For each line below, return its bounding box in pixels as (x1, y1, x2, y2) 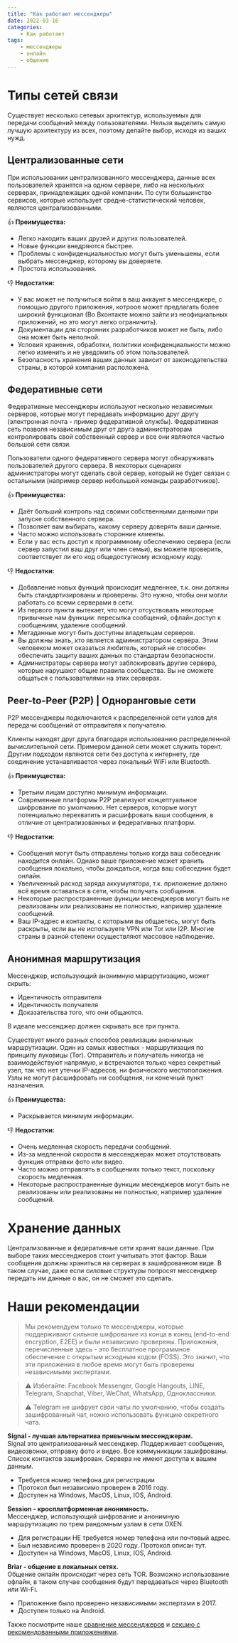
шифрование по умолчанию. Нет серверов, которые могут (17, 803, 198, 812)
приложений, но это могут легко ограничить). (17, 317, 158, 326)
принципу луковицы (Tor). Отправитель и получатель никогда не (7, 1051, 205, 1059)
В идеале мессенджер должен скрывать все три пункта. (7, 1021, 180, 1030)
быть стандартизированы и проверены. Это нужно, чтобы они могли (17, 591, 227, 600)
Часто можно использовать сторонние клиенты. (17, 530, 166, 538)
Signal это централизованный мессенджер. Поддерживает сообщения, (7, 1439, 225, 1447)
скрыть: (7, 979, 32, 987)
